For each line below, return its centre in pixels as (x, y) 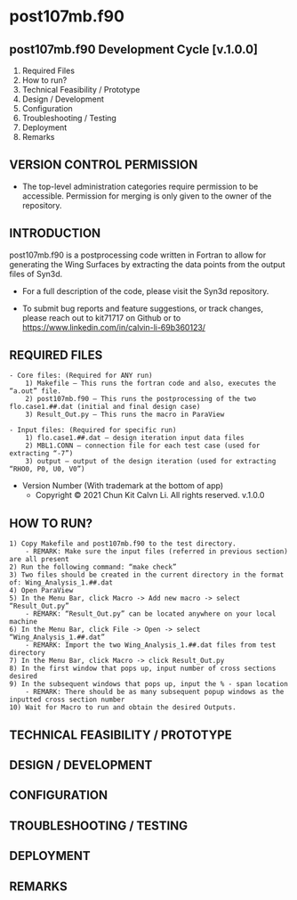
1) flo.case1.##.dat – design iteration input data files (135, 438)
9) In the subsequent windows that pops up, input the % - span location (149, 684)
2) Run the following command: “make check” (93, 568)
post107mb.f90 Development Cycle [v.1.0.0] (134, 49)
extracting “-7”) (41, 454)
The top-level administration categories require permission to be (140, 186)
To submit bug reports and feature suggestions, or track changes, (143, 308)
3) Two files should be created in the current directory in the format (147, 575)
